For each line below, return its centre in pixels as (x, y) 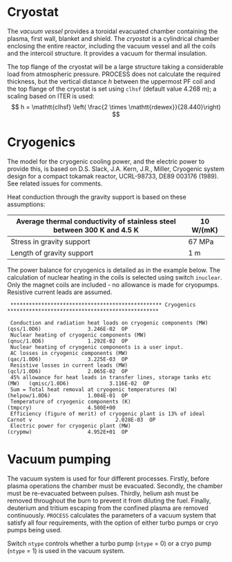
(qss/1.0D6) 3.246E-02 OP (68, 329)
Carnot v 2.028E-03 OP (81, 419)
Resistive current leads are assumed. (60, 292)
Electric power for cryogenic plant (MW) (70, 426)
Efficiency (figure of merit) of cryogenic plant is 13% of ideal (108, 414)
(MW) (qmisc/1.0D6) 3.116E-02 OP (78, 383)
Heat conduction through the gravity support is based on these (97, 197)
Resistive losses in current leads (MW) (69, 365)
